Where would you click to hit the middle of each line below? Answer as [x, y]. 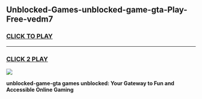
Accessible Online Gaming [40, 89]
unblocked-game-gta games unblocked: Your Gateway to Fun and [90, 83]
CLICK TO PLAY [29, 37]
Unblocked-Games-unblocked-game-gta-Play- [97, 10]
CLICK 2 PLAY [27, 59]
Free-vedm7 [30, 19]
